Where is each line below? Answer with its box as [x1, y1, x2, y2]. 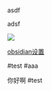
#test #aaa [7, 61, 39, 70]
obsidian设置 [7, 47, 44, 56]
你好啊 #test [7, 76, 43, 84]
